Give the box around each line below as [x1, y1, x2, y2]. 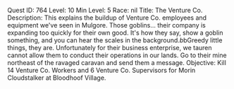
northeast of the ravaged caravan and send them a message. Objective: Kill [7, 59, 227, 66]
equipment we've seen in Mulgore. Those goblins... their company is [7, 21, 206, 29]
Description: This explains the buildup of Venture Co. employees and [7, 13, 207, 22]
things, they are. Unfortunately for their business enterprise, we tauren [7, 44, 213, 52]
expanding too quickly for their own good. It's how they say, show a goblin [7, 28, 223, 37]
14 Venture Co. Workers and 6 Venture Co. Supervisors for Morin [7, 66, 196, 74]
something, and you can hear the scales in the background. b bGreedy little [7, 36, 223, 44]
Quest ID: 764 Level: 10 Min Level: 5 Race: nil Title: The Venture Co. [7, 6, 203, 14]
